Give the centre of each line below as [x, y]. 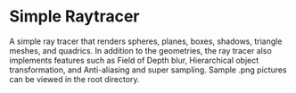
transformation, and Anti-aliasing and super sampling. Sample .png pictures [148, 70]
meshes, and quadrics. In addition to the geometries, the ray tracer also [140, 50]
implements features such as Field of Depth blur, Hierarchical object [134, 60]
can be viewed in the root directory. [74, 79]
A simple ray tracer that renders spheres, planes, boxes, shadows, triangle [146, 41]
